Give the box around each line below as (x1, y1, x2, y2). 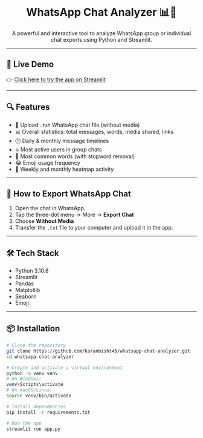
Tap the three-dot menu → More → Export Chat (14, 211, 134, 219)
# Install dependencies (6, 403, 66, 410)
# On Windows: (6, 376, 42, 382)
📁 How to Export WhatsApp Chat (6, 188, 131, 199)
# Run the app (6, 420, 42, 426)
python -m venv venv (6, 370, 59, 376)
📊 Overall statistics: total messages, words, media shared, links (14, 128, 174, 135)
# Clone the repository (6, 342, 66, 348)
